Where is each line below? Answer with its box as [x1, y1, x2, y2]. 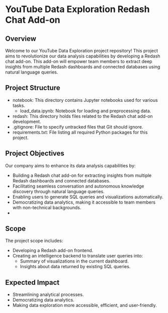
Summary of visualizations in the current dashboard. [20, 258, 129, 264]
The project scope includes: [5, 238, 63, 244]
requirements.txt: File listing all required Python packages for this [12, 129, 148, 135]
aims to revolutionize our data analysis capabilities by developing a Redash [5, 53, 160, 59]
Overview [5, 34, 37, 43]
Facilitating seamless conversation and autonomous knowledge [12, 183, 144, 189]
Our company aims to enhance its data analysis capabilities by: [5, 162, 136, 168]
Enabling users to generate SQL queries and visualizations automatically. [12, 194, 163, 200]
